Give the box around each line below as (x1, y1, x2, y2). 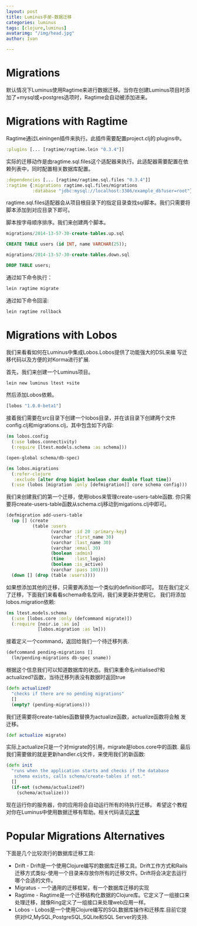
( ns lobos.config (6, 434, 49, 440)
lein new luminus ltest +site (6, 380, 80, 386)
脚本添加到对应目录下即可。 (6, 207, 73, 214)
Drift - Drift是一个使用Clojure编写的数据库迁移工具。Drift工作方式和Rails (14, 862, 188, 869)
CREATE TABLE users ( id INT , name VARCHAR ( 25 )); (6, 241, 127, 247)
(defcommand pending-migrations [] (6, 650, 93, 655)
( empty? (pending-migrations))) (11, 702, 91, 708)
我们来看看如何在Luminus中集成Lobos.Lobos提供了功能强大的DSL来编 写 (6, 349, 183, 356)
